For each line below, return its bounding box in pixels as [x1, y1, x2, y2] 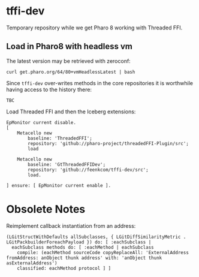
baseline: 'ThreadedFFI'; [28, 135, 93, 141]
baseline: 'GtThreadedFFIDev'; [28, 161, 106, 167]
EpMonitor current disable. [6, 119, 77, 125]
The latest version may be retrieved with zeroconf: [6, 57, 131, 64]
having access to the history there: [6, 86, 92, 93]
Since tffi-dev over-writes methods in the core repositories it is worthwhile [6, 79, 194, 86]
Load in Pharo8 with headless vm [6, 41, 133, 52]
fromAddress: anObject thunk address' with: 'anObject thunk [6, 255, 162, 261]
